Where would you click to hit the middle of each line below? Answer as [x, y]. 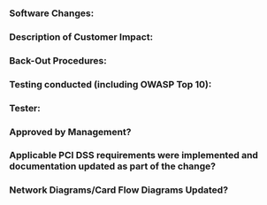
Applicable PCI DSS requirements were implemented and [134, 156]
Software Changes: [52, 13]
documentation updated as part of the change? [113, 166]
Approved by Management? [70, 132]
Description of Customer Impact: [81, 36]
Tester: [25, 108]
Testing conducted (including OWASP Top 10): [111, 84]
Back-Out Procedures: [58, 60]
